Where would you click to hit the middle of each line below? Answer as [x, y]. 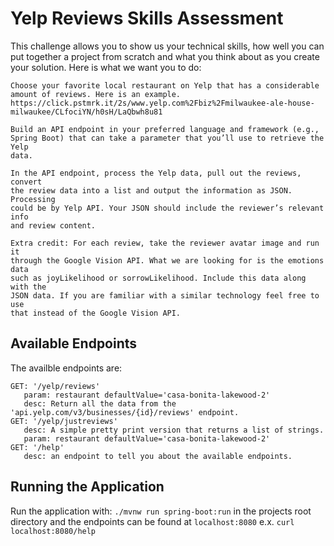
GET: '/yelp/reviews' [55, 386]
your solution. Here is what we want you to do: [106, 67]
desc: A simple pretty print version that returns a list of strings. [174, 430]
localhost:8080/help [53, 531]
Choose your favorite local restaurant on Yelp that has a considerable [165, 85]
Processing [33, 199]
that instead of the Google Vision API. [96, 313]
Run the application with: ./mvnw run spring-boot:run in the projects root [161, 511]
